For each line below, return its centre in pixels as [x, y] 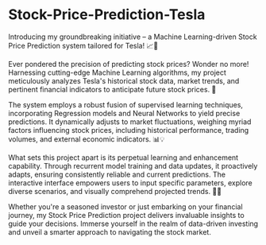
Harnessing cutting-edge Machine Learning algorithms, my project [117, 72]
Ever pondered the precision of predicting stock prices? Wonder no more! [129, 64]
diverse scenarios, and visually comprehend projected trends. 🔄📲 [115, 191]
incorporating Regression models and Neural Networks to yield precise [124, 113]
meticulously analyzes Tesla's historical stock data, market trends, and [124, 80]
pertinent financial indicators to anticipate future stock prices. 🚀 [112, 89]
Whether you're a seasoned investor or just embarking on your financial [126, 206]
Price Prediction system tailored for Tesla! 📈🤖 [83, 45]
